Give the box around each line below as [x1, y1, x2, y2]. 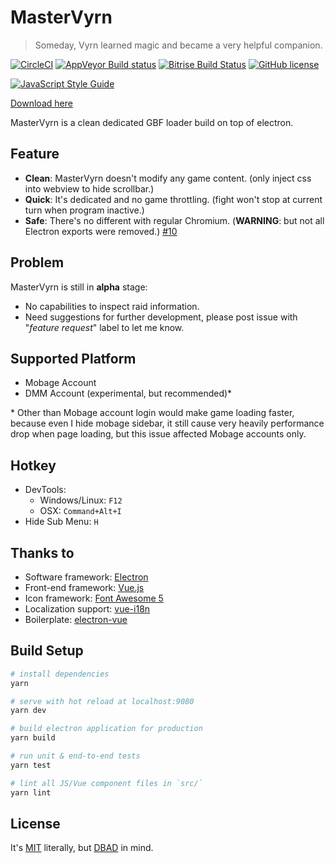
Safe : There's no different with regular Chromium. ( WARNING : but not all [24, 214, 325, 226]
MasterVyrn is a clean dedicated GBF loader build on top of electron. [10, 116, 294, 128]
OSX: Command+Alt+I [39, 505, 122, 517]
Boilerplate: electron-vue [24, 614, 128, 625]
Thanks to [10, 544, 75, 561]
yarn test [10, 760, 52, 770]
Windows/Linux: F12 [39, 494, 123, 506]
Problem [10, 254, 65, 271]
